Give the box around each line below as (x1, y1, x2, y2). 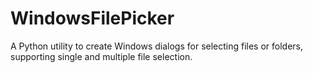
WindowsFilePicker (10, 7, 175, 30)
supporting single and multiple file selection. (10, 50, 193, 62)
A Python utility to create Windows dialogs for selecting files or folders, (10, 40, 304, 52)
